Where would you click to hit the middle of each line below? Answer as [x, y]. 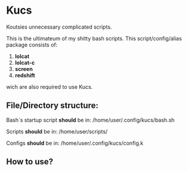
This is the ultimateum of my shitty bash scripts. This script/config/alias [94, 38]
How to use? [30, 162]
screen [24, 69]
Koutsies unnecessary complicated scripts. [59, 27]
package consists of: [32, 45]
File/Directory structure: [52, 106]
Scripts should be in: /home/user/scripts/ [57, 131]
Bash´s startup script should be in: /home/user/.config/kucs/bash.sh [90, 120]
